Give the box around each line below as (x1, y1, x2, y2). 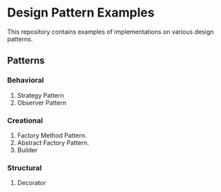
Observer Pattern (17, 98, 67, 107)
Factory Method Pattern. (17, 131, 88, 139)
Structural (7, 163, 42, 173)
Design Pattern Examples (7, 5, 155, 21)
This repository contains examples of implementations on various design (7, 28, 214, 36)
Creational (7, 116, 44, 125)
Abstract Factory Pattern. (17, 138, 90, 147)
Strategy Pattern (17, 91, 64, 99)
